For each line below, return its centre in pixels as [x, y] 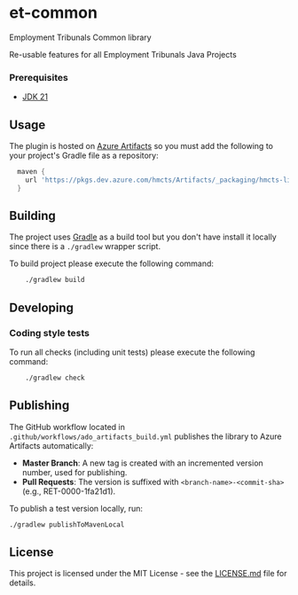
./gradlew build [55, 280]
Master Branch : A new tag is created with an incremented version [142, 463]
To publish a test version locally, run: [76, 508]
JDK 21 [35, 97]
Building [32, 216]
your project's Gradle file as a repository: [84, 156]
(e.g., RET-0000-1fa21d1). [69, 491]
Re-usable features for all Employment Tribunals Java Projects [123, 54]
